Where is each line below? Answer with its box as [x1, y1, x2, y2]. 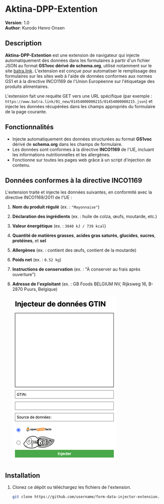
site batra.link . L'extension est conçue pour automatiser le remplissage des [5, 68, 157, 74]
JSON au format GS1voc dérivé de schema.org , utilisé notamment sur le [5, 62, 152, 68]
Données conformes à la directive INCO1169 [5, 176, 142, 185]
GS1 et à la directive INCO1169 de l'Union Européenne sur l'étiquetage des [5, 78, 155, 84]
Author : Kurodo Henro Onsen [5, 25, 65, 30]
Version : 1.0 [5, 20, 29, 26]
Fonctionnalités [5, 123, 54, 131]
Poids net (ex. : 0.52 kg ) [12, 257, 61, 263]
